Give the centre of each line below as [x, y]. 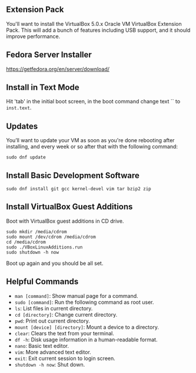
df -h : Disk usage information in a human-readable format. [86, 340]
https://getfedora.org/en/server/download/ [58, 69]
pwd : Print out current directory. [52, 321]
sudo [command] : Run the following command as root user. [84, 302]
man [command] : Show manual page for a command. [76, 295]
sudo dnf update [26, 157]
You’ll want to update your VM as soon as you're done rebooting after [90, 140]
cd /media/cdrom [26, 242]
